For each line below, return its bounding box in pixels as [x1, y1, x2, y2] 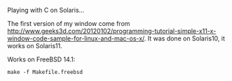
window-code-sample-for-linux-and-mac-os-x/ [7, 34, 145, 43]
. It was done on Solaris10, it [144, 34, 226, 43]
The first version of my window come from [7, 20, 130, 27]
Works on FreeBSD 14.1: [7, 55, 76, 64]
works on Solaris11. [7, 42, 62, 50]
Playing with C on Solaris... [7, 6, 85, 14]
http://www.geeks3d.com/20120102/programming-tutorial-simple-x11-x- [7, 27, 217, 35]
